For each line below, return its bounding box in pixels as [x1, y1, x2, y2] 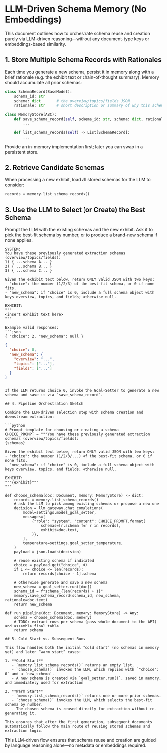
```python [5, 423, 26, 428]
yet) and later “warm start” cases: [5, 650, 81, 655]
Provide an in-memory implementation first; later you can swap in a [5, 143, 143, 150]
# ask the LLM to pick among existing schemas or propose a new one [14, 502, 159, 506]
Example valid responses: [5, 325, 59, 330]
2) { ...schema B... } [5, 264, 52, 269]
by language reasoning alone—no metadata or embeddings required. [5, 742, 147, 748]
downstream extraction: [5, 414, 55, 419]
